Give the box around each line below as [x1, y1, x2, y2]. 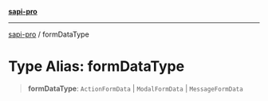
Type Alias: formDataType [8, 57, 185, 76]
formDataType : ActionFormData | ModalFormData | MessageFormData [27, 84, 243, 93]
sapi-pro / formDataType [8, 29, 89, 39]
